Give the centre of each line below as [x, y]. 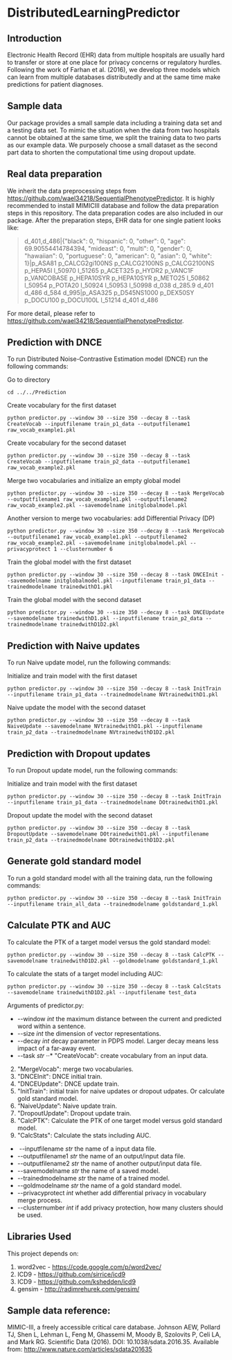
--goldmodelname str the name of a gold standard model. [99, 1185]
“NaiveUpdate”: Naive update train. [67, 1106]
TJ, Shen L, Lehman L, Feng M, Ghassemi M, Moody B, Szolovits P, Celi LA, [114, 1334]
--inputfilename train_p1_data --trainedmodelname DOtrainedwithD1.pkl [113, 803]
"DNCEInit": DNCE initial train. [60, 1076]
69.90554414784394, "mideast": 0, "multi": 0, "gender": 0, [108, 248]
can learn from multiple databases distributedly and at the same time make [114, 77]
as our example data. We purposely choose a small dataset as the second [113, 145]
